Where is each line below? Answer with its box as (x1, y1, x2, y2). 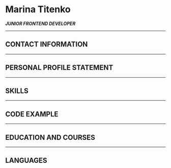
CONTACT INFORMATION (5, 40, 88, 49)
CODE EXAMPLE (5, 110, 59, 118)
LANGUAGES (5, 156, 47, 165)
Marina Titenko (5, 4, 71, 15)
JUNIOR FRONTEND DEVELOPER (5, 20, 76, 27)
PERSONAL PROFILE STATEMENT (5, 63, 113, 72)
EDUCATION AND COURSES (5, 133, 96, 141)
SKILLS (5, 86, 29, 95)
